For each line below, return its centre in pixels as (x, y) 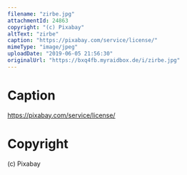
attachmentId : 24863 (38, 21)
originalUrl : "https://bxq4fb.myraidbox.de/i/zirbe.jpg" (94, 60)
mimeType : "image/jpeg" (43, 47)
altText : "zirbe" (33, 34)
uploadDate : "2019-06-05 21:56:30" (60, 54)
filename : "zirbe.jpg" (41, 14)
